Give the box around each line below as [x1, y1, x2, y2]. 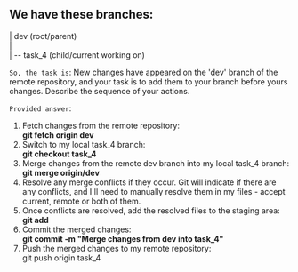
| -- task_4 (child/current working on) [9, 49, 145, 60]
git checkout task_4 [21, 148, 97, 159]
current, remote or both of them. [21, 196, 141, 206]
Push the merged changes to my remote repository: [21, 243, 212, 253]
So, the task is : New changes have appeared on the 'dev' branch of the [9, 67, 278, 77]
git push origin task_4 [21, 252, 101, 263]
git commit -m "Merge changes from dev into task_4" [21, 233, 224, 244]
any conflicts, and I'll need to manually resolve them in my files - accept [21, 186, 286, 196]
